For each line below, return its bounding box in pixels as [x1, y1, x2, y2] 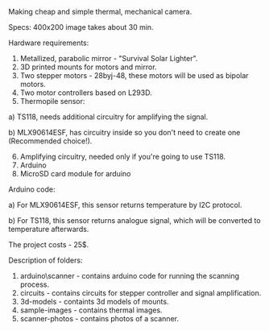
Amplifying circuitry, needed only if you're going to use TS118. [19, 152, 226, 161]
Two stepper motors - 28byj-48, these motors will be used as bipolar [19, 71, 249, 80]
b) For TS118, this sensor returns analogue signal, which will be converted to [8, 216, 261, 225]
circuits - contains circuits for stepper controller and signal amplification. [19, 288, 262, 297]
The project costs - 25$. [8, 240, 89, 249]
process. [19, 279, 50, 289]
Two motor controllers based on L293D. [19, 88, 152, 97]
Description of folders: [8, 255, 83, 265]
